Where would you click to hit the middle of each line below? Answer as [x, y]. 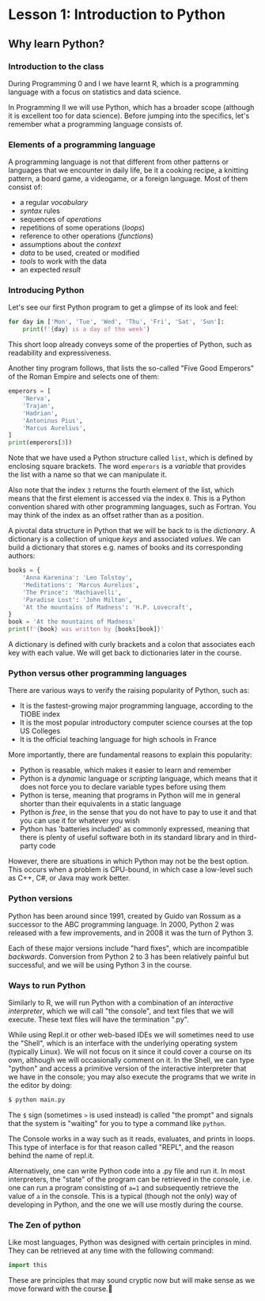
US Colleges [40, 731]
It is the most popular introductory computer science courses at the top [136, 723]
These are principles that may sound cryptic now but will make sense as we [132, 1280]
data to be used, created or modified [79, 253]
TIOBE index [40, 714]
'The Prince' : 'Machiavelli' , [72, 592]
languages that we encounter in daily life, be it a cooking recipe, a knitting [129, 170]
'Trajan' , [39, 405]
